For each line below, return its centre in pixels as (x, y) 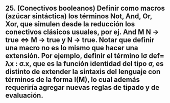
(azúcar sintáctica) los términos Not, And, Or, (79, 16)
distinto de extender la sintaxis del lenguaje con (83, 72)
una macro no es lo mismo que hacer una (72, 48)
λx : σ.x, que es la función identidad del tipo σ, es (84, 64)
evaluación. (24, 96)
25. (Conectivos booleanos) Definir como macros (85, 8)
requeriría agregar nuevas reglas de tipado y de (82, 88)
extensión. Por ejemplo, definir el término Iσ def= (85, 56)
